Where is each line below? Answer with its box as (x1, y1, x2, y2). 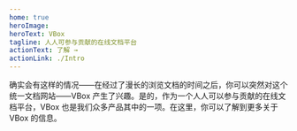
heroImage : (9, 21, 49, 30)
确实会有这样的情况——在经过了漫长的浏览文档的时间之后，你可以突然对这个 (9, 80, 288, 89)
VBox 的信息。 (9, 112, 62, 123)
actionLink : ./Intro (9, 54, 86, 63)
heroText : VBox (9, 29, 65, 38)
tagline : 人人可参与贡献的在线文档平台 (9, 37, 137, 47)
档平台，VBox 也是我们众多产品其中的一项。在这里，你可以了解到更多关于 (9, 102, 278, 112)
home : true (9, 12, 49, 22)
